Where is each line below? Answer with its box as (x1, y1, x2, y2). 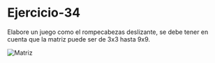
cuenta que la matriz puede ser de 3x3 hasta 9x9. (7, 35, 151, 43)
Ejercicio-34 (7, 5, 81, 21)
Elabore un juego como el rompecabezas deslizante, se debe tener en (7, 28, 209, 36)
